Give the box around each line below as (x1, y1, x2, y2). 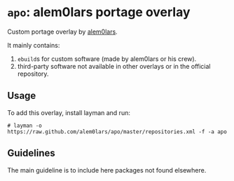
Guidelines (7, 147, 55, 159)
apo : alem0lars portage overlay (7, 4, 191, 20)
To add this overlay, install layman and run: (7, 108, 131, 116)
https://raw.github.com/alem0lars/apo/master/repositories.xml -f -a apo (7, 128, 228, 135)
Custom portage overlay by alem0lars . (7, 27, 118, 36)
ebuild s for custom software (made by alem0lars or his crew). (17, 54, 197, 63)
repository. (17, 69, 49, 78)
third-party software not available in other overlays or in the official (17, 62, 211, 70)
